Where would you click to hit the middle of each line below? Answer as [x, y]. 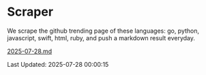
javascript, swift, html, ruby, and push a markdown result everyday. [101, 37]
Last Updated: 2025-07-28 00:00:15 [58, 64]
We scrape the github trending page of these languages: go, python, [103, 31]
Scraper [30, 12]
